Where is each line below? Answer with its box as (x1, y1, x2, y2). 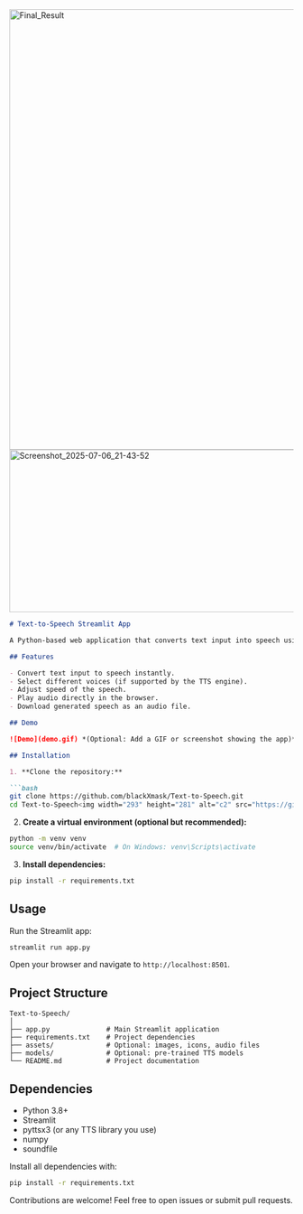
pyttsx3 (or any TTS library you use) (22, 1125, 157, 1135)
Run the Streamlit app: (9, 925, 92, 936)
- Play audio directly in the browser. (9, 694, 160, 703)
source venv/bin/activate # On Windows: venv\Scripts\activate (9, 843, 256, 852)
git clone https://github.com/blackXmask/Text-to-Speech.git (9, 792, 244, 801)
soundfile (22, 1144, 58, 1154)
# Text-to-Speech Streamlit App (9, 620, 131, 629)
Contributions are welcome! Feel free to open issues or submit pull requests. (9, 1194, 293, 1205)
